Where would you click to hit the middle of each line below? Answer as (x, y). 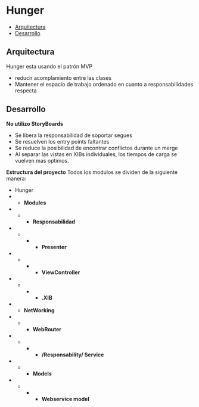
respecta (26, 91)
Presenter (54, 247)
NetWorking (39, 310)
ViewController (61, 272)
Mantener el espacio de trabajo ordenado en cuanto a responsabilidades (104, 84)
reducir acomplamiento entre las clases (63, 77)
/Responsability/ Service (73, 355)
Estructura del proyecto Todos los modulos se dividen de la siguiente (92, 172)
